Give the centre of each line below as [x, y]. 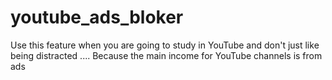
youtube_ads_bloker [97, 17]
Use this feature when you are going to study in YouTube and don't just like [165, 45]
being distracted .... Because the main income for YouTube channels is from [166, 55]
